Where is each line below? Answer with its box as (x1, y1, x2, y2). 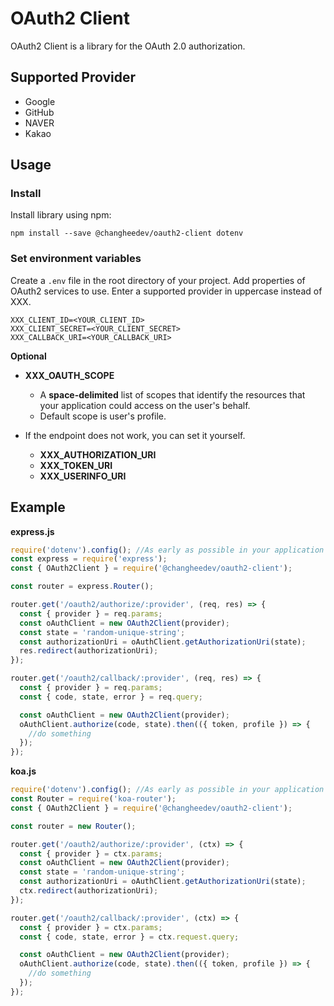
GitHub (24, 106, 55, 118)
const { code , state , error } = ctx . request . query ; (19, 932, 240, 942)
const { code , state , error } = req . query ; (19, 692, 203, 702)
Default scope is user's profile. (39, 410, 167, 422)
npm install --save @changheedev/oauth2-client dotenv (10, 228, 244, 239)
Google (24, 95, 56, 107)
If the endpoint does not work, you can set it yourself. (24, 429, 246, 441)
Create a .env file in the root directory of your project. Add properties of (10, 274, 306, 286)
